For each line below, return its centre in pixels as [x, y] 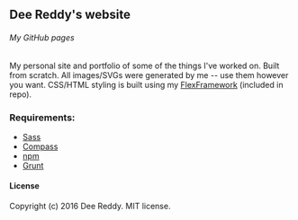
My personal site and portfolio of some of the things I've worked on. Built [144, 66]
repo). [21, 94]
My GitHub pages [42, 37]
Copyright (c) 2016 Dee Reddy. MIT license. [90, 207]
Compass [40, 146]
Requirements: [42, 118]
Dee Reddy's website [70, 15]
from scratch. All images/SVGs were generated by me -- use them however [149, 75]
